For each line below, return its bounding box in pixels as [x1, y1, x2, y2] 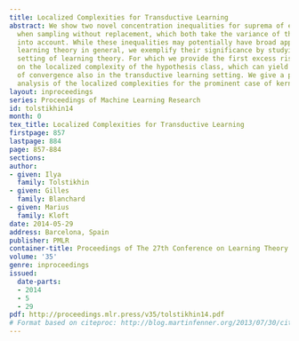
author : [9, 162, 38, 170]
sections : [9, 153, 46, 163]
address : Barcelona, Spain [9, 227, 109, 236]
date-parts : [17, 277, 62, 286]
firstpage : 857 [9, 129, 66, 138]
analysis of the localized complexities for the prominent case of [17, 79, 273, 88]
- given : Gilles [9, 186, 69, 195]
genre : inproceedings [9, 261, 90, 270]
